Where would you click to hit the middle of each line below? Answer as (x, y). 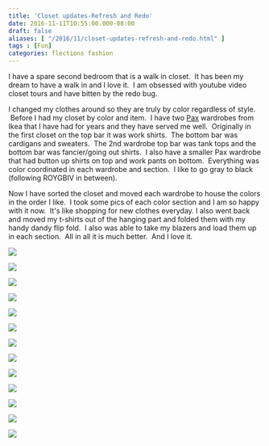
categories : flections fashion (61, 53)
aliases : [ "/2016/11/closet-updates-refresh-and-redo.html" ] (117, 38)
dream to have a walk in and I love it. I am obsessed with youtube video (128, 85)
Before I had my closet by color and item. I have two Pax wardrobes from (132, 118)
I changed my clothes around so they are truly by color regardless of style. (132, 109)
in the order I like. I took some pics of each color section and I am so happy (134, 202)
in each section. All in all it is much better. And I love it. (101, 236)
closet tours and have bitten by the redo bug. (83, 93)
